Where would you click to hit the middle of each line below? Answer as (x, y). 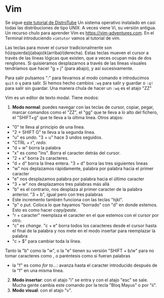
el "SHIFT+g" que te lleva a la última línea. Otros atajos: (68, 117)
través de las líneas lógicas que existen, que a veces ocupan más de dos (78, 58)
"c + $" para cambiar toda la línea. (47, 241)
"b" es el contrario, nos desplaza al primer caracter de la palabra (77, 189)
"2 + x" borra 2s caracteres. (40, 158)
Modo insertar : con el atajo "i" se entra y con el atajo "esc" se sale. (80, 280)
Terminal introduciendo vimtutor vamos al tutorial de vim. (63, 38)
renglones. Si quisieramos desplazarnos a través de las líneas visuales (76, 63)
